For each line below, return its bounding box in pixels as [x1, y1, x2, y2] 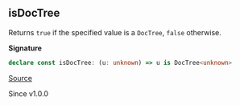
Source [8, 73, 32, 83]
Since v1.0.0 [8, 88, 48, 99]
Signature [8, 43, 43, 53]
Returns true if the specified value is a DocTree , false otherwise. [8, 27, 221, 37]
